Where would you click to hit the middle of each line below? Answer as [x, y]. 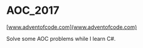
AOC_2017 [33, 10]
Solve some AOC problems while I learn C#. [61, 38]
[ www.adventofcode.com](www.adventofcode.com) [72, 27]
